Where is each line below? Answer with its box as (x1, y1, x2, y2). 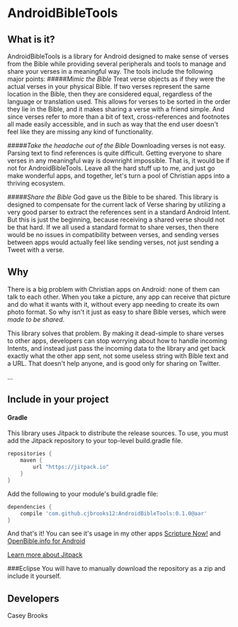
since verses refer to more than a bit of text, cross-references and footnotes (7, 112, 230, 121)
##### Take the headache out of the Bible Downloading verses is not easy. (7, 141, 226, 150)
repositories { (7, 450, 52, 457)
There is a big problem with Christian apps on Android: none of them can (7, 285, 220, 293)
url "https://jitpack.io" (33, 464, 110, 471)
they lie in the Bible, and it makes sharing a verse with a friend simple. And (7, 105, 225, 113)
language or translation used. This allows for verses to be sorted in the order (7, 97, 231, 106)
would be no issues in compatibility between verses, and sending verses (7, 231, 220, 239)
